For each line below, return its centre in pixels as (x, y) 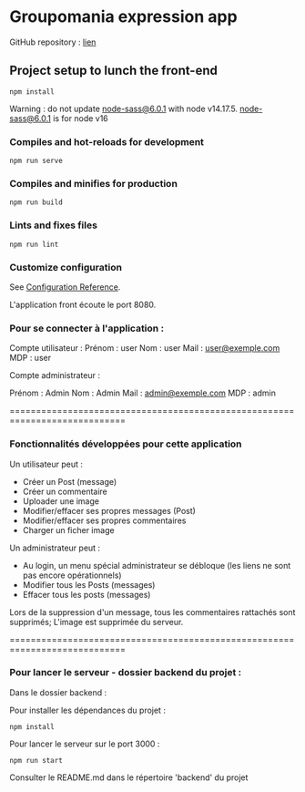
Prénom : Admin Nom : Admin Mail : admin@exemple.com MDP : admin (142, 393)
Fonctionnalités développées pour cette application (126, 444)
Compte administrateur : (55, 375)
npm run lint (34, 244)
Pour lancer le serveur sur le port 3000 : (85, 744)
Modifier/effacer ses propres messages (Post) (109, 510)
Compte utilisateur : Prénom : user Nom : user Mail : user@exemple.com (145, 348)
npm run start (36, 760)
